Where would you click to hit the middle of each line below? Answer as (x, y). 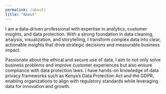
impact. (13, 50)
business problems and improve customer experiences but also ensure (79, 65)
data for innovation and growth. (38, 86)
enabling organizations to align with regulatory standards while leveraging (82, 81)
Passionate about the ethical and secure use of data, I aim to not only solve (83, 59)
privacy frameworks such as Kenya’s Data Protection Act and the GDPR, (80, 75)
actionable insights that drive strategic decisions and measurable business (82, 44)
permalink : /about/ (26, 10)
